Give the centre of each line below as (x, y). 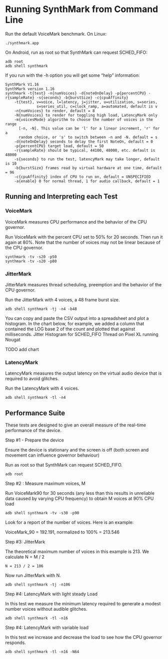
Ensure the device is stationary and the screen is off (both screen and (77, 450)
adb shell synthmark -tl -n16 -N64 (42, 652)
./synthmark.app (22, 43)
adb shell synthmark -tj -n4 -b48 (41, 309)
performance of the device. (33, 430)
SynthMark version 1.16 (30, 89)
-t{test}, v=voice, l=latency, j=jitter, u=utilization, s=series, (86, 102)
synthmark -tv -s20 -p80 (31, 261)
